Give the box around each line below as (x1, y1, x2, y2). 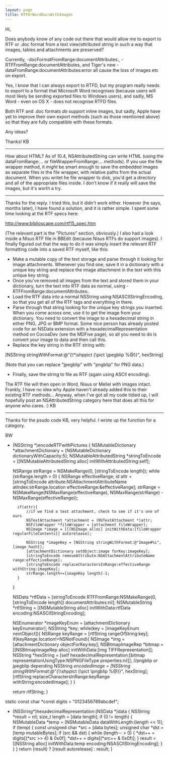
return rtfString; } (12, 688, 48, 695)
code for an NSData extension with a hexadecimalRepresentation (12, 325, 147, 332)
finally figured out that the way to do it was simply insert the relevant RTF (5, 241, 157, 247)
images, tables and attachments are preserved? (5, 46, 104, 53)
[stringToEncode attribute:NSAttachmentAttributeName (12, 479, 127, 485)
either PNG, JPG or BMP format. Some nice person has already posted (12, 320, 159, 326)
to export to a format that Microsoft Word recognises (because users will (5, 87, 156, 93)
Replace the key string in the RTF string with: (12, 342, 106, 348)
